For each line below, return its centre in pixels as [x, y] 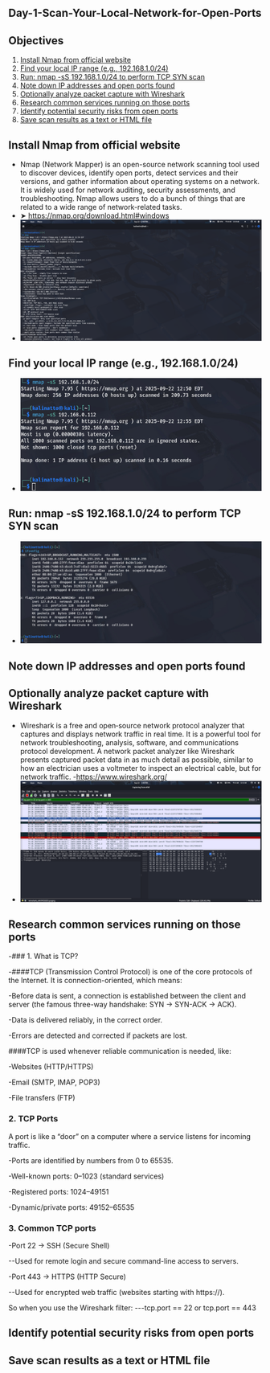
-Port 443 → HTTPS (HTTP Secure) [67, 1277]
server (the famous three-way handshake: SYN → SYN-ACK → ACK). [123, 1005]
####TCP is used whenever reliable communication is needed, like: [120, 1051]
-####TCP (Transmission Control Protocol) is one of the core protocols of [131, 972]
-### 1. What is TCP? [43, 957]
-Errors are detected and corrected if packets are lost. [98, 1035]
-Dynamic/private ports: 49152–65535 [72, 1207]
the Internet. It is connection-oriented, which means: [95, 981]
